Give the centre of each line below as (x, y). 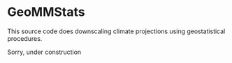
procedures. (25, 38)
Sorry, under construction (44, 52)
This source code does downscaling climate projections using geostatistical (116, 31)
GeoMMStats (46, 12)
